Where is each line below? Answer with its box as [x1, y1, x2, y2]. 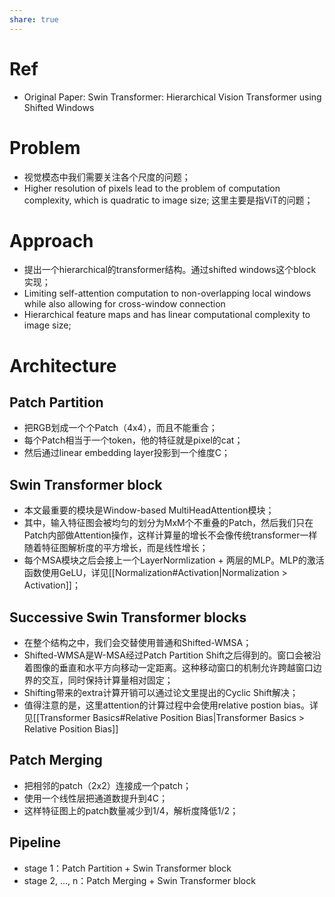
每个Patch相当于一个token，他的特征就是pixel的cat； [23, 434, 244, 446]
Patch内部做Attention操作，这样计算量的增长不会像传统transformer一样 [23, 529, 318, 541]
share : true [9, 14, 59, 25]
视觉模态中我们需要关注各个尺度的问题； [23, 171, 191, 183]
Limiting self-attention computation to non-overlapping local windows [23, 287, 312, 300]
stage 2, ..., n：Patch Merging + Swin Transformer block [23, 874, 256, 886]
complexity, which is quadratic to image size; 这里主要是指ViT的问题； [23, 194, 314, 206]
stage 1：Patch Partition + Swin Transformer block [23, 862, 232, 874]
